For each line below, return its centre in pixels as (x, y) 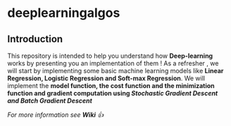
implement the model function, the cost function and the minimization (111, 86)
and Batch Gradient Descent (50, 101)
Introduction (35, 39)
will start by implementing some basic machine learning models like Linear (115, 71)
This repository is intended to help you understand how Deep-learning (110, 56)
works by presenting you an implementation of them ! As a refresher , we (113, 63)
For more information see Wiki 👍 (56, 115)
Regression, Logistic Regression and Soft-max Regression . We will (106, 78)
